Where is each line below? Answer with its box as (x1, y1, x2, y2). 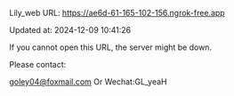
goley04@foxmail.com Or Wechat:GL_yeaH (9, 76, 167, 87)
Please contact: (9, 60, 67, 69)
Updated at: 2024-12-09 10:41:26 (9, 25, 132, 35)
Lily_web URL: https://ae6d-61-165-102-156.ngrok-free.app (9, 8, 225, 18)
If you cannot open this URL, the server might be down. (9, 42, 212, 52)
